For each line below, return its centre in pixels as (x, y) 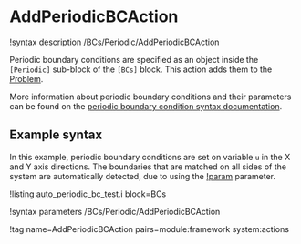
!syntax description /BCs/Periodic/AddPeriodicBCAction (114, 42)
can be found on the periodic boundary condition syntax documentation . (146, 106)
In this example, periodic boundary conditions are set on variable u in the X (150, 157)
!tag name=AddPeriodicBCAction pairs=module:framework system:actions (150, 229)
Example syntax (56, 135)
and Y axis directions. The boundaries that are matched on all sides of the (148, 167)
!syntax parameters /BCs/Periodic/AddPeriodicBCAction (115, 211)
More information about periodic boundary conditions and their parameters (150, 97)
